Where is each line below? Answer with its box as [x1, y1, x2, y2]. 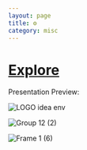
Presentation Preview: [8, 87, 80, 97]
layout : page [8, 11, 51, 20]
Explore [8, 61, 60, 79]
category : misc [8, 26, 59, 34]
